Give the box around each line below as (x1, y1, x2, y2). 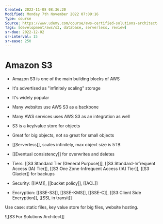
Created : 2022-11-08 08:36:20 (5, 7, 66, 12)
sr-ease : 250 (5, 39, 32, 44)
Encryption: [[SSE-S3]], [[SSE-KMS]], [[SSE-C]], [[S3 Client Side (12, 190, 142, 195)
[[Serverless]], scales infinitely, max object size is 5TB (12, 141, 121, 147)
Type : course (5, 16, 32, 21)
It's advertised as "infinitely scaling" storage (12, 85, 101, 91)
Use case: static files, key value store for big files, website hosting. (5, 204, 139, 210)
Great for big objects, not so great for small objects (12, 132, 114, 138)
